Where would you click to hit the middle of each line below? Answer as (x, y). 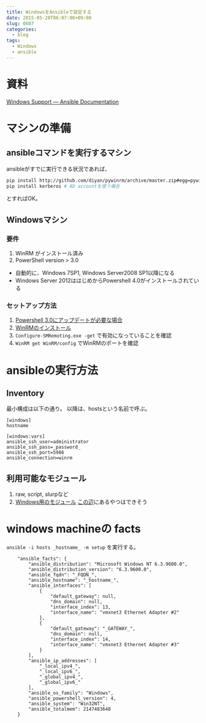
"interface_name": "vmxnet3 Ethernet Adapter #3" (115, 645)
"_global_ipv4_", (61, 677)
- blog (20, 35)
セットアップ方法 (32, 306)
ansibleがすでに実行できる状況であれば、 (58, 169)
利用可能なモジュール (47, 478)
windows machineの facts (74, 529)
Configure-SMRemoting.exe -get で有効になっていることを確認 (93, 336)
